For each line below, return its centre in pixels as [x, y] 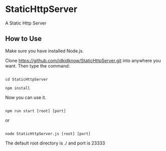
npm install [18, 88]
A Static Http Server [26, 23]
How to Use [24, 39]
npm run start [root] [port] [36, 111]
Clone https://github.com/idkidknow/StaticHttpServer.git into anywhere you [83, 60]
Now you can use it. [26, 97]
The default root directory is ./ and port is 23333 [55, 143]
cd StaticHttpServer [27, 79]
